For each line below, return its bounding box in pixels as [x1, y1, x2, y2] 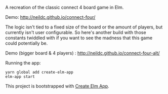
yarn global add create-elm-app [5, 70, 73, 75]
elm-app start [5, 74, 35, 79]
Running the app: [5, 60, 41, 66]
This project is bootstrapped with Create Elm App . [5, 83, 110, 89]
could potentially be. [5, 40, 48, 46]
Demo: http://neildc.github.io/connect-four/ [5, 14, 96, 20]
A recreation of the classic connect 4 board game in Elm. [5, 5, 124, 10]
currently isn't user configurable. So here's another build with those [5, 29, 146, 35]
